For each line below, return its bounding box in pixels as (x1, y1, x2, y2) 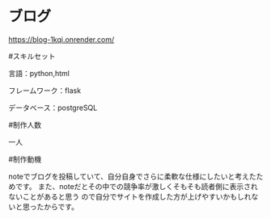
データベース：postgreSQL (8, 103, 98, 112)
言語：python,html (8, 68, 70, 78)
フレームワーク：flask (8, 86, 82, 95)
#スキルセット (8, 51, 56, 61)
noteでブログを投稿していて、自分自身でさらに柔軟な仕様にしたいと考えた (8, 171, 256, 181)
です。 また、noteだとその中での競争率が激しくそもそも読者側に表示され (15, 181, 259, 191)
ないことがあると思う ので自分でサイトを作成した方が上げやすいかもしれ (8, 192, 252, 201)
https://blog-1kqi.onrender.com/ (8, 34, 115, 44)
